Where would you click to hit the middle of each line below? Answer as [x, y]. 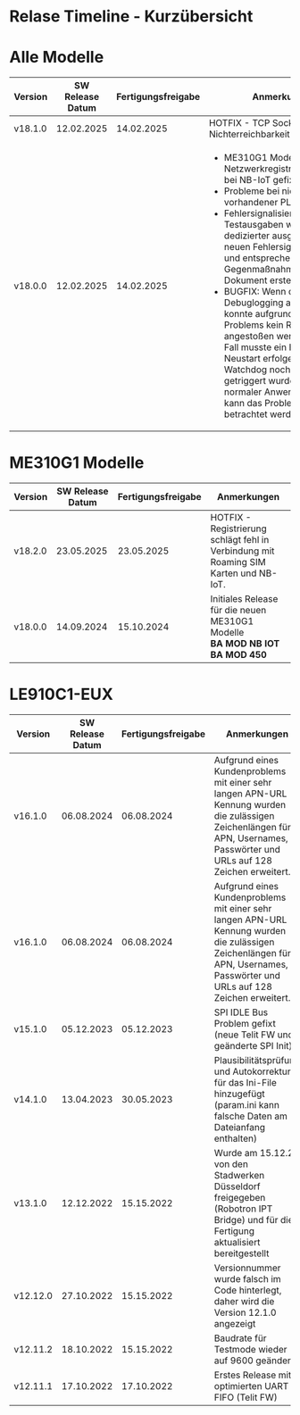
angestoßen [249, 337]
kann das [243, 404]
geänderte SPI [244, 1046]
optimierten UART [251, 1386]
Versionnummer [247, 1268]
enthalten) [235, 1138]
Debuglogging [254, 303]
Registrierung [239, 529]
